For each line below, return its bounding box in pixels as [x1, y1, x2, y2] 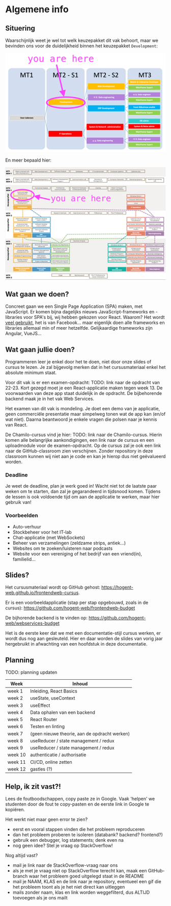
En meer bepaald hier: [5, 157, 52, 164]
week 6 [7, 724, 23, 730]
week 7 [7, 730, 23, 737]
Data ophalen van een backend [30, 709, 96, 715]
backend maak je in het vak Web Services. [5, 396, 95, 402]
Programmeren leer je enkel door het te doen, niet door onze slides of [5, 359, 152, 365]
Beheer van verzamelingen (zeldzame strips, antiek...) [12, 540, 126, 546]
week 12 [7, 766, 26, 772]
